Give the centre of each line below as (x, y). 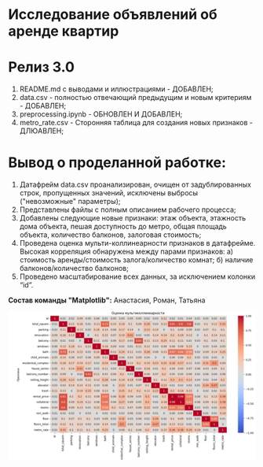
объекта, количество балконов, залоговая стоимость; (110, 235)
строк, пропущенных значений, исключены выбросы (109, 193)
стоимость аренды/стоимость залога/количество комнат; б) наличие (136, 260)
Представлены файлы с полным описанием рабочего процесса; (128, 209)
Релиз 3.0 (41, 67)
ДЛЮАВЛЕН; (42, 131)
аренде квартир (64, 31)
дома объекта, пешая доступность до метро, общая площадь (123, 227)
